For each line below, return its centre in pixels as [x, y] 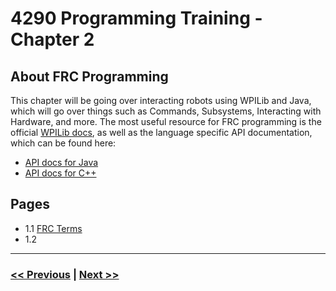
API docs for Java [61, 162]
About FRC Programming [89, 76]
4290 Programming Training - [136, 18]
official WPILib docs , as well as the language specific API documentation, [161, 132]
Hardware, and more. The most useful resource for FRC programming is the [166, 121]
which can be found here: [63, 143]
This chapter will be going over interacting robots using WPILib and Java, [161, 100]
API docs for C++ [60, 173]
